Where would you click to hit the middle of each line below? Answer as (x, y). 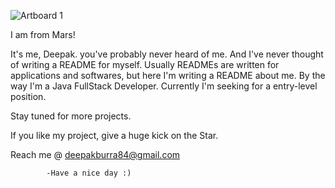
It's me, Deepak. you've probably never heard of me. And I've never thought (167, 54)
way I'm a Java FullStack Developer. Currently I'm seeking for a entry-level (164, 86)
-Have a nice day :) (89, 173)
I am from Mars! (43, 34)
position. (28, 96)
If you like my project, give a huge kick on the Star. (114, 135)
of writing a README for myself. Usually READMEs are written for (145, 64)
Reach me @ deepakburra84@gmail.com (95, 154)
